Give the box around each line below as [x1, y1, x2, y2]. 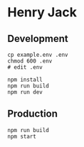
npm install [7, 76, 43, 83]
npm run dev [7, 89, 43, 96]
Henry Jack [7, 4, 77, 21]
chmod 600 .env [7, 58, 53, 65]
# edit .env [7, 64, 43, 71]
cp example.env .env [7, 51, 69, 58]
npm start [7, 133, 37, 140]
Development [7, 33, 69, 45]
